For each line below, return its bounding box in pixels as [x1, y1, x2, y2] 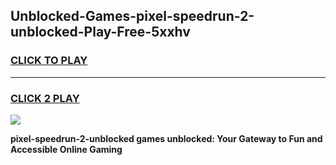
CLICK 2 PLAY [10, 91, 80, 105]
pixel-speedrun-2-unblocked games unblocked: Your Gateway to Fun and [10, 132, 323, 144]
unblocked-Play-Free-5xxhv [10, 24, 191, 41]
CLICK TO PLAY [10, 54, 88, 68]
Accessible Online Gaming [10, 143, 123, 155]
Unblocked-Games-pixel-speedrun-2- [10, 8, 255, 25]
